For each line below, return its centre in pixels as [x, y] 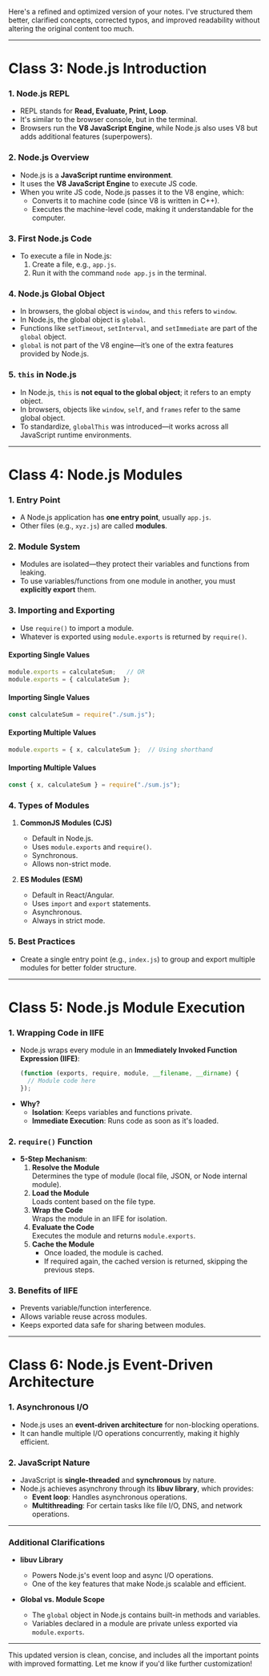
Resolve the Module [66, 1167]
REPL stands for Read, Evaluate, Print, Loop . [94, 111]
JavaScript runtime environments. [76, 435]
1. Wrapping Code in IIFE [56, 1032]
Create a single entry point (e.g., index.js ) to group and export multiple [138, 959]
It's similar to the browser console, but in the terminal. [108, 120]
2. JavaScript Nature [49, 1462]
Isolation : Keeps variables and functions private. [112, 1112]
